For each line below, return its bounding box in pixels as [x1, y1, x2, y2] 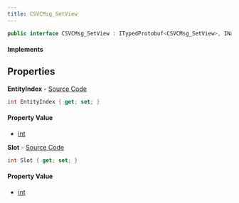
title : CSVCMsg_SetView [7, 10, 78, 18]
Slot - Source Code [7, 143, 65, 151]
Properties [7, 65, 55, 78]
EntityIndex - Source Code [7, 84, 87, 93]
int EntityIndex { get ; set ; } [7, 98, 100, 105]
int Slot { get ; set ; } [7, 157, 78, 164]
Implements [7, 45, 44, 54]
